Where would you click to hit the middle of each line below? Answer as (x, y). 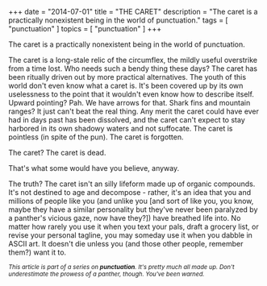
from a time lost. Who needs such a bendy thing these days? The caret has (133, 68)
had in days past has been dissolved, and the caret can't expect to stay (127, 120)
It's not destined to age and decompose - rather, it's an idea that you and (130, 192)
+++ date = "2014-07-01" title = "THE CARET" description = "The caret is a (133, 12)
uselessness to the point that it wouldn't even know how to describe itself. (131, 94)
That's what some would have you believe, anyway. (94, 168)
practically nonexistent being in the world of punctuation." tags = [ (118, 20)
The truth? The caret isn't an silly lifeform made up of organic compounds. (132, 184)
